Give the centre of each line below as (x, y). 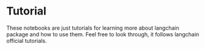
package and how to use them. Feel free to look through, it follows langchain (103, 34)
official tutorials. (27, 41)
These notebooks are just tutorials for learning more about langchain (93, 28)
